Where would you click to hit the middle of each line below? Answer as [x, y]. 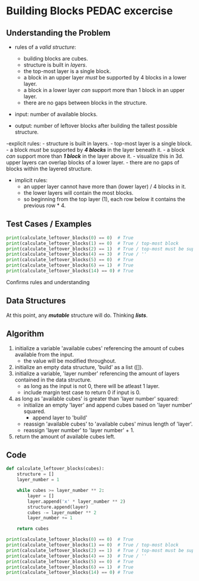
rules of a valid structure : [45, 47]
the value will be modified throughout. [70, 361]
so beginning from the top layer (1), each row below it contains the [104, 199]
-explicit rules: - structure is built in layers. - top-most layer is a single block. [99, 143]
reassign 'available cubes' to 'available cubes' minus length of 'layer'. [108, 424]
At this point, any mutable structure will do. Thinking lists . [77, 315]
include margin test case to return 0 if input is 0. [82, 392]
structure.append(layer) [58, 507]
